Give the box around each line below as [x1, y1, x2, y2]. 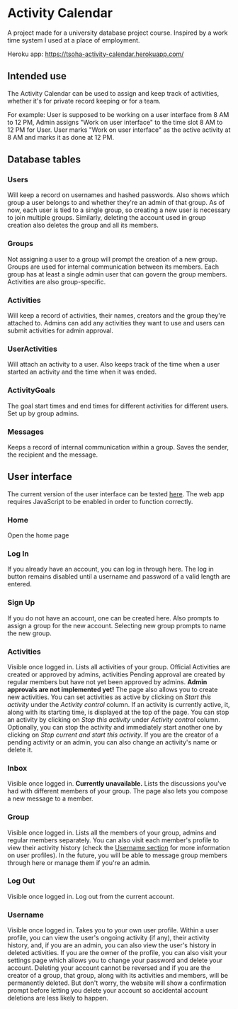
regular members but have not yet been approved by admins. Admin [7, 677, 208, 686]
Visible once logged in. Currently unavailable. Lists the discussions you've [7, 779, 227, 788]
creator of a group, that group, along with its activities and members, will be [7, 971, 229, 980]
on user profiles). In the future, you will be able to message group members [7, 851, 228, 859]
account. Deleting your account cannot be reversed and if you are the [7, 964, 211, 972]
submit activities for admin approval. [7, 326, 113, 335]
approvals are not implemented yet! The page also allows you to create [7, 685, 218, 693]
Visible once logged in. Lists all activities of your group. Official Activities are [7, 662, 231, 671]
